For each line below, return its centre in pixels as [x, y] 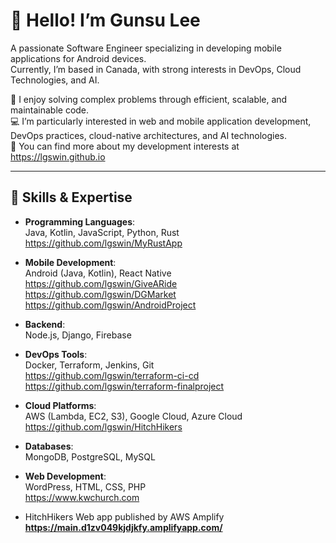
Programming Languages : [80, 221]
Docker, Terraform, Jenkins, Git [89, 365]
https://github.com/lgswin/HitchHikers [103, 426]
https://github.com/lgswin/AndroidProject [110, 305]
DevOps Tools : [56, 354]
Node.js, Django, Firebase [78, 335]
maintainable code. [50, 110]
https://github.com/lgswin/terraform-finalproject [124, 386]
